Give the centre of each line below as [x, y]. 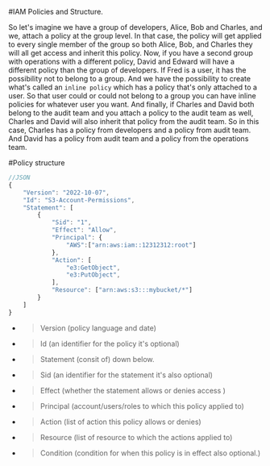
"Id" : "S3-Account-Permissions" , [79, 200]
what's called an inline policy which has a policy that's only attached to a [133, 87]
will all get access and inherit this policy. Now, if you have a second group [131, 53]
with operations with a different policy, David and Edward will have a [122, 61]
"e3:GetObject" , [93, 268]
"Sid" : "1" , [71, 223]
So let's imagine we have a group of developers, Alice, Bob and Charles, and [136, 27]
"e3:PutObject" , [93, 275]
